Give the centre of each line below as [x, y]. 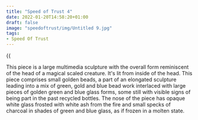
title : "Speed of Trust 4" [39, 11]
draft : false [22, 22]
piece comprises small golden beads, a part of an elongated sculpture [91, 79]
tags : [13, 34]
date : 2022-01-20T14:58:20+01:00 [47, 17]
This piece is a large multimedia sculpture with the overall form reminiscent [98, 67]
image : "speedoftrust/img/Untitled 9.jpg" [59, 28]
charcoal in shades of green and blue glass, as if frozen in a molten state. [95, 111]
